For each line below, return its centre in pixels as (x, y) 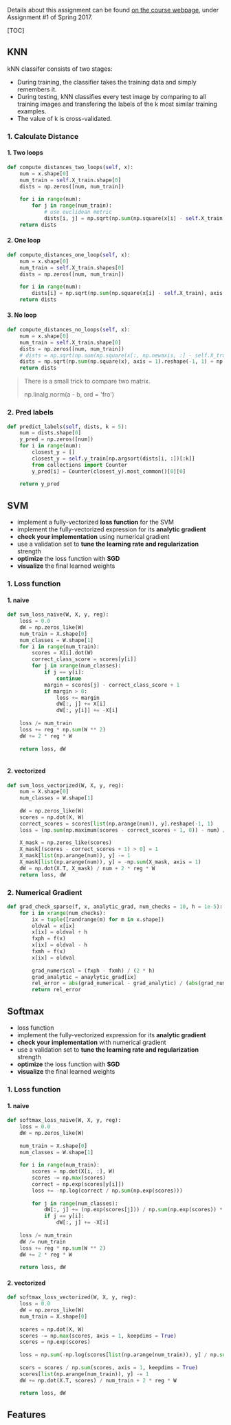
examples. (32, 111)
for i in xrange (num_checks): (63, 913)
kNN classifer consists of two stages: (60, 69)
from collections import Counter (80, 465)
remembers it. (37, 89)
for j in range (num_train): (72, 206)
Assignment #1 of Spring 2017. (50, 17)
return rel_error (56, 990)
